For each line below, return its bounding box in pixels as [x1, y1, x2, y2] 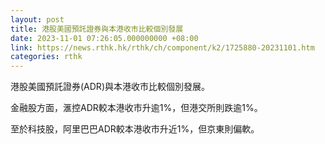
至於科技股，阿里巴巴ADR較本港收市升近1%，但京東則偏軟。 [10, 123, 260, 135]
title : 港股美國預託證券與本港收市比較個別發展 [10, 24, 184, 34]
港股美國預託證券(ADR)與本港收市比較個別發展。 [10, 81, 210, 93]
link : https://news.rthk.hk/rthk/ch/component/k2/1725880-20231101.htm [10, 42, 315, 53]
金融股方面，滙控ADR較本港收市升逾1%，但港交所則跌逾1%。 [10, 102, 263, 114]
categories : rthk [10, 52, 83, 62]
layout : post [10, 14, 65, 25]
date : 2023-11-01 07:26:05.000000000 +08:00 [10, 33, 199, 43]
